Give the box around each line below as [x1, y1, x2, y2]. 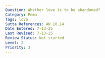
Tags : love [5, 17, 28, 22]
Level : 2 [5, 40, 24, 45]
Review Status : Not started [5, 36, 65, 41]
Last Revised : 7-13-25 [5, 31, 53, 36]
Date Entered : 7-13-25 [5, 26, 53, 31]
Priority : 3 [5, 45, 30, 50]
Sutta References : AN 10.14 [5, 21, 65, 27]
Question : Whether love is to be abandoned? [5, 7, 100, 13]
